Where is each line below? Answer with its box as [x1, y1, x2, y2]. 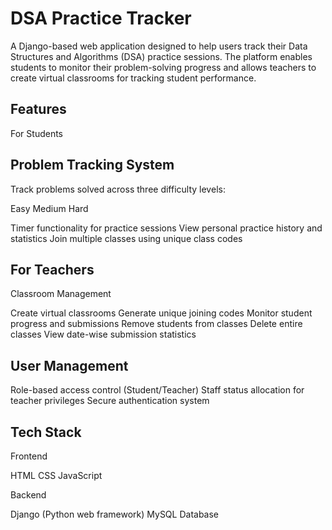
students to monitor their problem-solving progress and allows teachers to [10, 61, 317, 73]
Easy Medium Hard [10, 202, 89, 214]
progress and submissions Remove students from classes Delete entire [10, 318, 303, 330]
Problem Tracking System [10, 157, 175, 174]
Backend [10, 489, 47, 501]
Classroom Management [10, 288, 112, 300]
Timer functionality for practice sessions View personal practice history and [10, 222, 323, 234]
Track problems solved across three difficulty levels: [10, 183, 226, 195]
